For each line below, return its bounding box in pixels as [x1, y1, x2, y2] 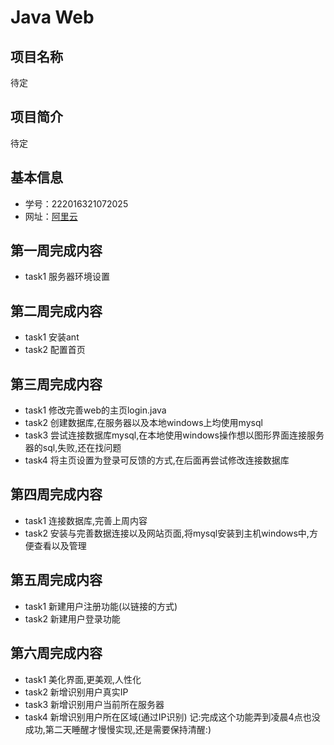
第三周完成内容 [10, 376, 103, 393]
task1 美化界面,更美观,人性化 [24, 673, 142, 685]
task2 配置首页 [24, 344, 86, 356]
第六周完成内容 [10, 645, 103, 662]
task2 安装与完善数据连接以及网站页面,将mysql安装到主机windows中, [24, 527, 310, 539]
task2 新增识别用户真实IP [24, 686, 129, 698]
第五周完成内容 [10, 572, 103, 589]
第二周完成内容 [10, 302, 103, 320]
